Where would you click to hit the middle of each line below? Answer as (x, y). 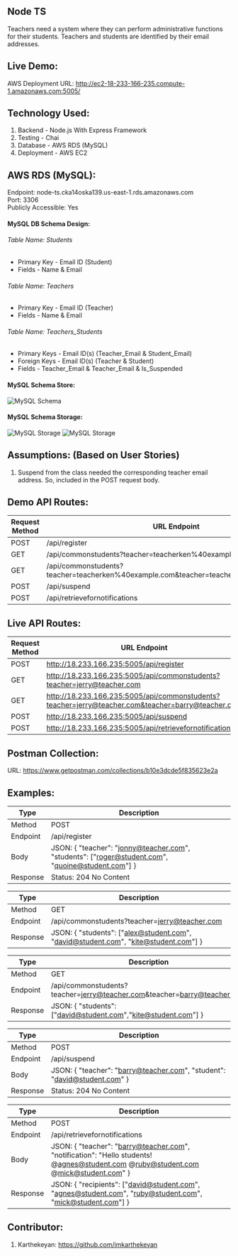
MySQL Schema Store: (41, 385)
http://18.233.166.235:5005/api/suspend (117, 717)
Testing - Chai (38, 138)
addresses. (24, 44)
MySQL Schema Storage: (45, 417)
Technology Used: (49, 113)
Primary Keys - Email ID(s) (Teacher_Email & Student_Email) (105, 354)
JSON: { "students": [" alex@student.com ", (121, 932)
